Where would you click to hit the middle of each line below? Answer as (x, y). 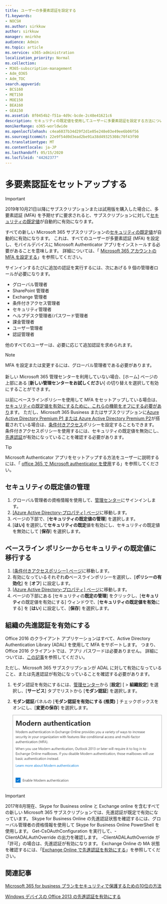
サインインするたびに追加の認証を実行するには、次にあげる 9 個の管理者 (80, 268)
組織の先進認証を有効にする (48, 626)
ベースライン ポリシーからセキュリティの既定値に (81, 548)
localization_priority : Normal (38, 58)
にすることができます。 (29, 389)
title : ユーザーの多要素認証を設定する (41, 10)
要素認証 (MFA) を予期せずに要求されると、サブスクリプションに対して (78, 215)
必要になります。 (36, 274)
